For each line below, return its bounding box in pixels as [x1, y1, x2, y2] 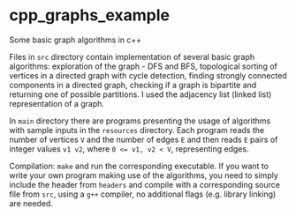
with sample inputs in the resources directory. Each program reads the [9, 124, 265, 135]
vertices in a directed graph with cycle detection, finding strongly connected [9, 70, 287, 80]
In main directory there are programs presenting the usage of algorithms [9, 115, 271, 126]
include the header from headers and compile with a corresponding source [9, 179, 281, 190]
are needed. [9, 197, 53, 208]
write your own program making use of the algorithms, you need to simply [9, 169, 278, 181]
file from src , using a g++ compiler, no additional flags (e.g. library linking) [9, 189, 277, 199]
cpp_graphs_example [9, 5, 171, 26]
